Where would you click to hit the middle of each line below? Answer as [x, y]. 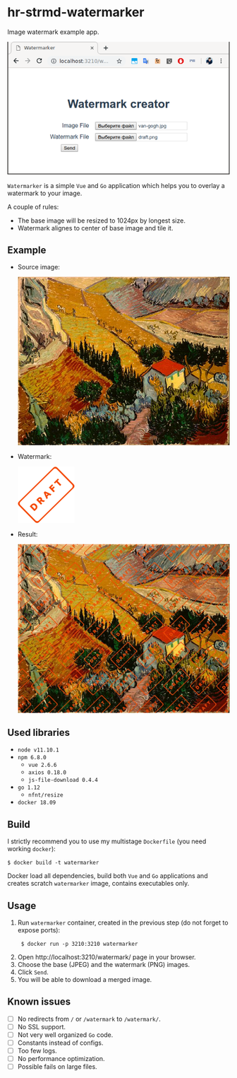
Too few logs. [37, 1051]
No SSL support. [41, 1026]
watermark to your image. [45, 193]
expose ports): [39, 930]
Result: [28, 534]
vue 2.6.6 [43, 765]
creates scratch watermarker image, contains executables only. [98, 884]
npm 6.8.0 [32, 758]
